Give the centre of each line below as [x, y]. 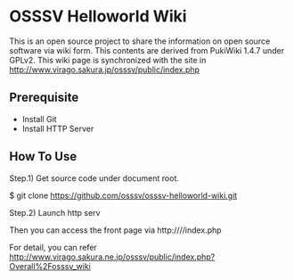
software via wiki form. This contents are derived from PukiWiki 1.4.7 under [147, 50]
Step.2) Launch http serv [55, 212]
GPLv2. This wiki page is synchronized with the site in [108, 60]
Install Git [39, 119]
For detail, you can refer [53, 247]
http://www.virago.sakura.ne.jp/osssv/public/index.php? [112, 257]
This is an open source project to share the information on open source [140, 41]
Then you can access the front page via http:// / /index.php [115, 230]
